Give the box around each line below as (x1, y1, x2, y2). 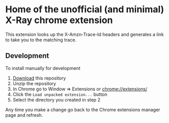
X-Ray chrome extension (5, 14, 113, 26)
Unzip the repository (12, 80, 56, 86)
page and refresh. (5, 112, 44, 118)
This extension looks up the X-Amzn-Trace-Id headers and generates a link (5, 31, 164, 37)
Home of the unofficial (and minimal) (5, 4, 164, 15)
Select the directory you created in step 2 (12, 96, 101, 103)
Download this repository (12, 75, 66, 81)
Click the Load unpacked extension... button (12, 91, 108, 97)
